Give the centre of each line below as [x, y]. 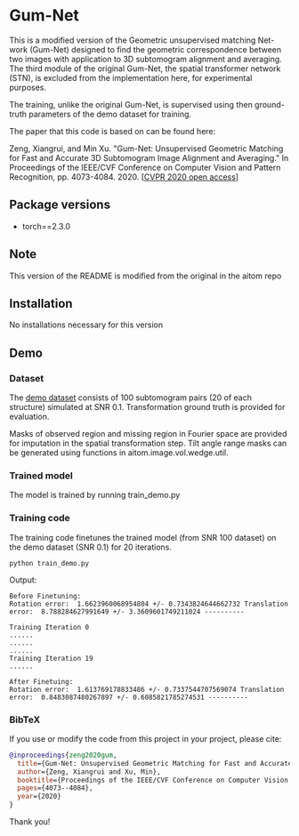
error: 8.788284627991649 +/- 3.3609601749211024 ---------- [127, 611]
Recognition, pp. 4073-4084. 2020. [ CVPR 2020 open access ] [124, 177]
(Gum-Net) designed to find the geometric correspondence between [156, 49]
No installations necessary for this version [86, 325]
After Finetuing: [41, 681]
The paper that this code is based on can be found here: [113, 131]
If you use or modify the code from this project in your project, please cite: [145, 738]
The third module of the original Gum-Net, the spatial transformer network [145, 68]
